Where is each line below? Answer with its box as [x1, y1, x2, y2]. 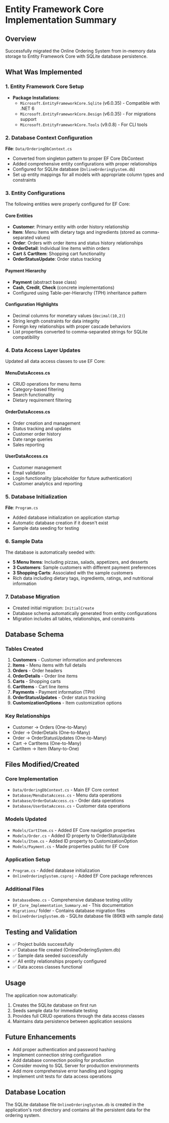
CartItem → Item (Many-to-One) [12, 745, 79, 752]
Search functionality [12, 392, 54, 398]
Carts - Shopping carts [12, 678, 61, 684]
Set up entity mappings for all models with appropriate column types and [12, 171, 164, 178]
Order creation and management [12, 420, 81, 426]
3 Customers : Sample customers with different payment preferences [12, 564, 156, 570]
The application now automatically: [5, 992, 78, 998]
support [20, 116, 37, 122]
